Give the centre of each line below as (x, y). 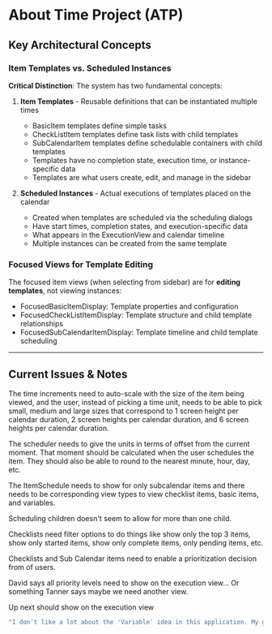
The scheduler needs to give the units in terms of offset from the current (129, 443)
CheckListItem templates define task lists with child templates (135, 134)
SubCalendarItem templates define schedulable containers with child (147, 143)
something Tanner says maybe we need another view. (98, 591)
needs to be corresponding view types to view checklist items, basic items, (134, 494)
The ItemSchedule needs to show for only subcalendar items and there (127, 485)
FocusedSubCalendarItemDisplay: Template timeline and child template (139, 332)
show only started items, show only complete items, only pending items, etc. (136, 542)
